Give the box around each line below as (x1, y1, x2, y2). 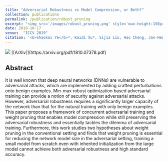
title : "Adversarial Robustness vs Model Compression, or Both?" (5, 7, 144, 12)
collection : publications (5, 12, 59, 17)
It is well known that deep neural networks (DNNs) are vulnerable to (5, 77, 145, 83)
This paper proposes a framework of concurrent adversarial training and (5, 109, 154, 115)
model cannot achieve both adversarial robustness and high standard (5, 146, 148, 152)
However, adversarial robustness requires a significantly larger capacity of (5, 98, 158, 104)
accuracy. (5, 151, 26, 157)
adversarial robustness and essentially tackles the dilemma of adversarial (5, 119, 156, 125)
